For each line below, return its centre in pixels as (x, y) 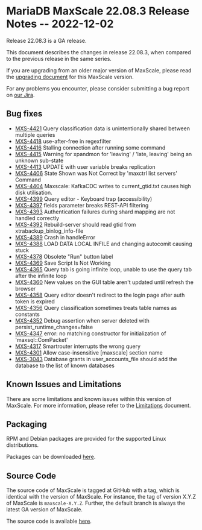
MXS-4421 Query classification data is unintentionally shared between (102, 128)
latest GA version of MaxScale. (45, 509)
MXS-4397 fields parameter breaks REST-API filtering (82, 205)
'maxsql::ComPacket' (41, 339)
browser (25, 288)
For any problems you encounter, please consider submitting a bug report (98, 88)
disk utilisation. (33, 192)
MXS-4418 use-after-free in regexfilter (63, 141)
